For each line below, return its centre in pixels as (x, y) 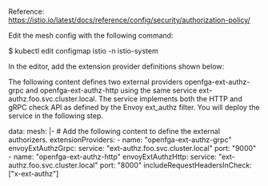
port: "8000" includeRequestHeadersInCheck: (176, 165)
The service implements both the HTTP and (170, 99)
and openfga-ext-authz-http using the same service (111, 90)
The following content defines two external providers (96, 82)
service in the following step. (56, 116)
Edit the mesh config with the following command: (91, 36)
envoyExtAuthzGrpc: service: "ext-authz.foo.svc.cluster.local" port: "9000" (132, 148)
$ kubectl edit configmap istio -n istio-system (83, 51)
